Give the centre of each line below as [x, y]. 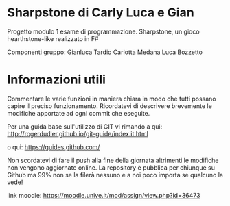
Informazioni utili [57, 80]
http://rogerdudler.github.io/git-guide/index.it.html [78, 133]
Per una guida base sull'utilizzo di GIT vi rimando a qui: [85, 126]
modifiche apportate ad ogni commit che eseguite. [79, 113]
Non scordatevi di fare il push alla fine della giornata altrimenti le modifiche [113, 160]
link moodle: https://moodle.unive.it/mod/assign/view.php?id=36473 [104, 195]
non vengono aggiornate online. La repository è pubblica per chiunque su [111, 167]
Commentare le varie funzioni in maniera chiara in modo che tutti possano [112, 99]
